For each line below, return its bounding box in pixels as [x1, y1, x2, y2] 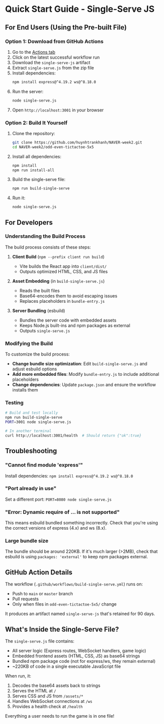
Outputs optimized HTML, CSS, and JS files [19, 268, 108, 274]
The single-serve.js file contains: [5, 638, 75, 644]
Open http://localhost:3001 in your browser [12, 107, 104, 113]
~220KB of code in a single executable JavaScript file [12, 663, 121, 669]
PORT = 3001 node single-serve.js [5, 420, 71, 425]
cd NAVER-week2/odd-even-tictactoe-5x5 [12, 145, 94, 149]
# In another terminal [5, 429, 52, 434]
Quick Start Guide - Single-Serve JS [5, 3, 155, 15]
